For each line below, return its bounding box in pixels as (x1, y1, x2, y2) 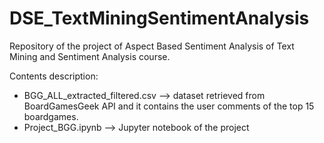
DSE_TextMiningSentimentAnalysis (9, 7, 310, 30)
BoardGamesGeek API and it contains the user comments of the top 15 (23, 100, 315, 112)
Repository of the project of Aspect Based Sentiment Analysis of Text (9, 40, 295, 52)
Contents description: (9, 70, 99, 82)
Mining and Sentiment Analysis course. (9, 50, 171, 62)
